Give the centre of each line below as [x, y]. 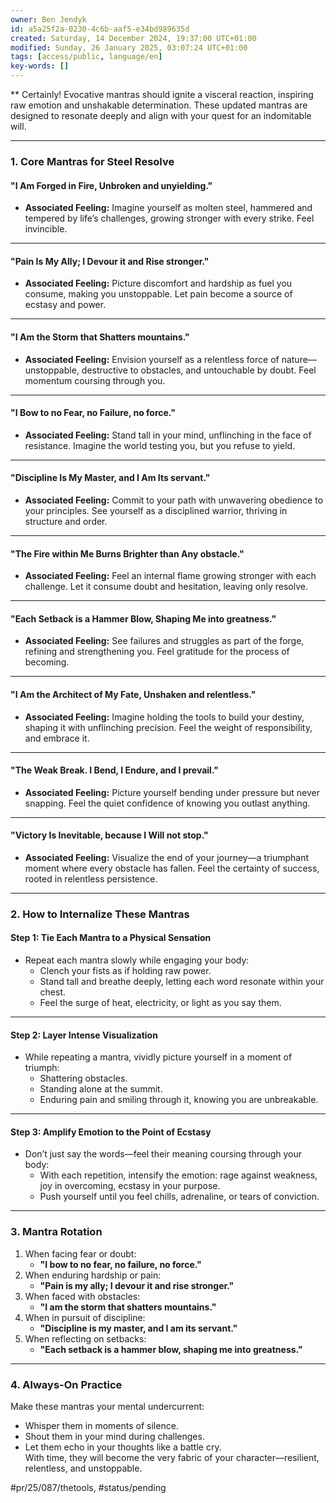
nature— [299, 359]
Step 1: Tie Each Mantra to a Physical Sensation [111, 938]
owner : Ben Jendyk [48, 19]
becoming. [47, 662]
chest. [53, 992]
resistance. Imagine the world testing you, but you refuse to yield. [160, 445]
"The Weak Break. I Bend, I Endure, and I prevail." [114, 770]
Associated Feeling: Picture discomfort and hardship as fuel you [158, 283]
